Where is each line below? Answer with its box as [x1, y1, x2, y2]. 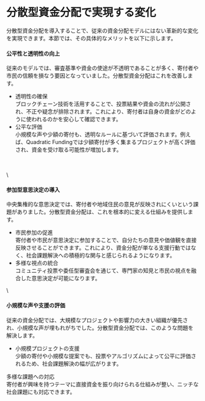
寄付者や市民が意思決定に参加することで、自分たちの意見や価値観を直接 [15, 236, 197, 244]
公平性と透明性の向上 [6, 49, 60, 57]
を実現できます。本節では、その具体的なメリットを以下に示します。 [6, 34, 177, 42]
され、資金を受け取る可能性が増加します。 [15, 146, 122, 153]
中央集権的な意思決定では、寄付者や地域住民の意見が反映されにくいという [6, 201, 193, 208]
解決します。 [6, 331, 38, 339]
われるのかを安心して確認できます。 [31, 115, 122, 123]
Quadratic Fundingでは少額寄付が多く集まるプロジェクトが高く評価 [26, 139, 196, 146]
